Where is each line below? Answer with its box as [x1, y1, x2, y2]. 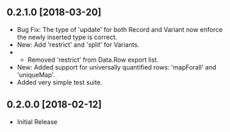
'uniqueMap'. [16, 70, 55, 79]
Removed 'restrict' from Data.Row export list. [27, 55, 159, 64]
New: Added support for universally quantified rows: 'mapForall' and [16, 62, 217, 71]
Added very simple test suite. [16, 78, 103, 87]
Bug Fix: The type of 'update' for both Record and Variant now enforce [16, 25, 223, 33]
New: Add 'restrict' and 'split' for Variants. [16, 40, 139, 49]
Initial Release [16, 117, 58, 126]
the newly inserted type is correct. [16, 33, 117, 41]
